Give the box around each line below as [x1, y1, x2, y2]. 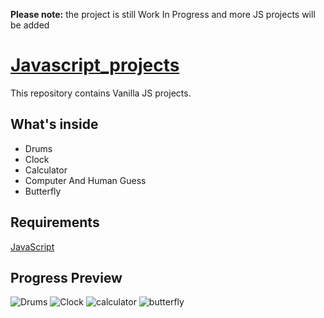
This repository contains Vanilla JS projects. [10, 87, 192, 99]
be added [10, 19, 50, 31]
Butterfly [24, 185, 62, 197]
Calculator [24, 164, 68, 176]
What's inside [10, 116, 99, 133]
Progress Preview [10, 269, 123, 286]
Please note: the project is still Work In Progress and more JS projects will [10, 9, 316, 20]
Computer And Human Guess [24, 174, 147, 186]
